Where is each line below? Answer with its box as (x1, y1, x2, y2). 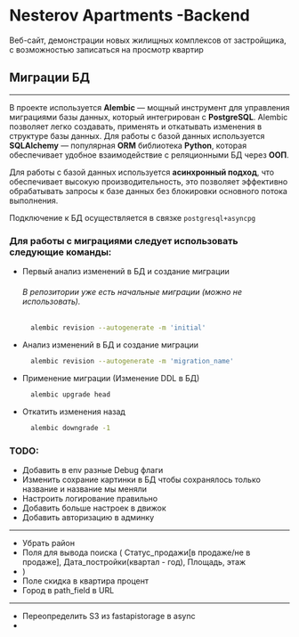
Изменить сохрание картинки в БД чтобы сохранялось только (21, 474, 261, 486)
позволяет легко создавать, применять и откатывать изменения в (9, 121, 263, 132)
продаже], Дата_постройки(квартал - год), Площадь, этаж (21, 557, 246, 568)
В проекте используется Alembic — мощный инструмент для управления (9, 102, 290, 112)
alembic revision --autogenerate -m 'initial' (30, 323, 206, 332)
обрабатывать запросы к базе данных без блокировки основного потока (9, 185, 287, 196)
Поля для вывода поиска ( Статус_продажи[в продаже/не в (21, 547, 251, 558)
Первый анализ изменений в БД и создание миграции (21, 266, 230, 277)
